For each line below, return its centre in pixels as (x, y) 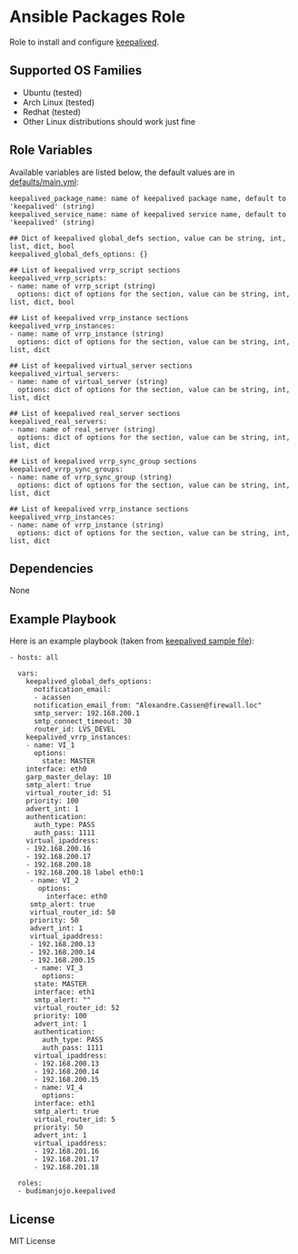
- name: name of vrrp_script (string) (83, 286)
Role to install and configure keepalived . (84, 42)
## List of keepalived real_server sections (95, 413)
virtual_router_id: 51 (69, 794)
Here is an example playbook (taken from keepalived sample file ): (132, 641)
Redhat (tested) (52, 112)
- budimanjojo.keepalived (67, 1191)
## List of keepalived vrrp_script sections (95, 270)
